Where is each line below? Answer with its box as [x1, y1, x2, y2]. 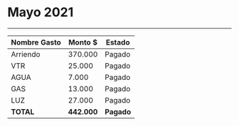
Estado [105, 37, 130, 47]
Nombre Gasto [11, 37, 62, 47]
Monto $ [68, 37, 98, 47]
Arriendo [11, 49, 41, 59]
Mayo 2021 [7, 4, 74, 21]
